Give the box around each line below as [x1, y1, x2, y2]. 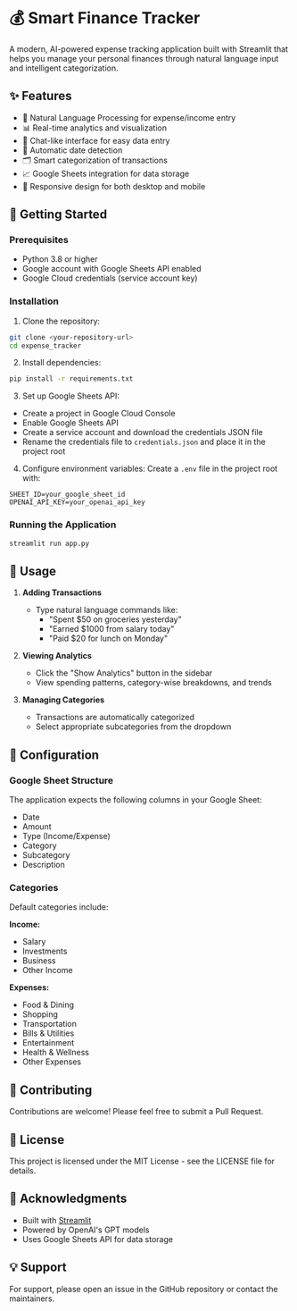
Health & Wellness [21, 1047, 89, 1058]
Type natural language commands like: [35, 605, 178, 616]
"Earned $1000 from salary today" [48, 624, 175, 634]
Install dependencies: [21, 357, 102, 368]
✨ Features [9, 88, 72, 104]
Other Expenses [21, 1056, 82, 1067]
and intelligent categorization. [9, 63, 119, 73]
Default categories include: [9, 902, 109, 912]
